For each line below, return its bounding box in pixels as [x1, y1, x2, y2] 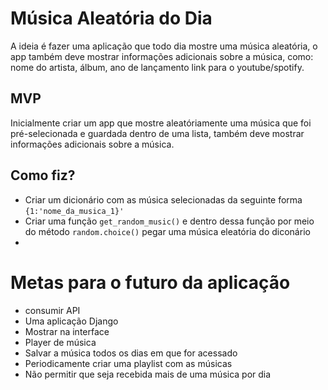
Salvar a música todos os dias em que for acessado [24, 347, 238, 359]
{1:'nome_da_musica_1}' [24, 206, 125, 216]
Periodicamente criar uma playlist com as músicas [24, 357, 233, 369]
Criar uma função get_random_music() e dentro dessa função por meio [24, 215, 315, 227]
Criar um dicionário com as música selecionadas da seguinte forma [24, 193, 303, 206]
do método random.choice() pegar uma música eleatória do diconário [24, 225, 311, 237]
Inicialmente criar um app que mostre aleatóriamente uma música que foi [10, 117, 312, 129]
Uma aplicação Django [24, 315, 119, 327]
